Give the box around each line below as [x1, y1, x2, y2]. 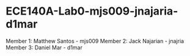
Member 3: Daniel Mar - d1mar [5, 44, 83, 51]
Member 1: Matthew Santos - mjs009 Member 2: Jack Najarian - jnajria [5, 37, 185, 44]
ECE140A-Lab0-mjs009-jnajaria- [5, 4, 178, 18]
